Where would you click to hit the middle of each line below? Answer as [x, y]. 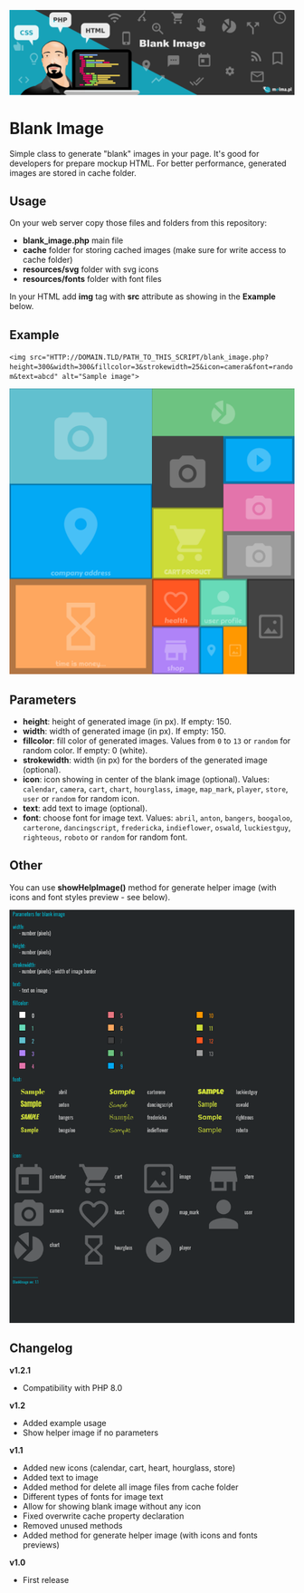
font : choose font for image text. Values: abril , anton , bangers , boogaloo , [157, 818]
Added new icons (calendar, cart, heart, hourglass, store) [129, 1467]
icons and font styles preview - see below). [90, 897]
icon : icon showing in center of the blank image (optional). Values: [146, 779]
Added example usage [64, 1423]
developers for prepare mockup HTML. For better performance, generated [148, 163]
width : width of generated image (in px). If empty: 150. [124, 731]
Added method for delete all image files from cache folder [130, 1487]
